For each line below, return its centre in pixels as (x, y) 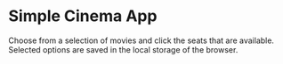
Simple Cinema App (83, 16)
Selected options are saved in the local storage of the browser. (123, 49)
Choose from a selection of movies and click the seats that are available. (141, 40)
